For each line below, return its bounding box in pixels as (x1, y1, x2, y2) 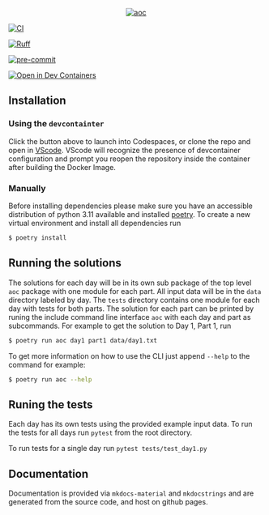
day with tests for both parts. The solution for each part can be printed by (8, 304, 254, 313)
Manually (8, 182, 46, 194)
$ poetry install (8, 233, 67, 242)
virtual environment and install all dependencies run (8, 218, 181, 228)
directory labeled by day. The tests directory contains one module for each (8, 295, 261, 304)
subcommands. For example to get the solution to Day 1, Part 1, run (8, 321, 232, 330)
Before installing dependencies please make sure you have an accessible (8, 201, 254, 211)
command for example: (8, 360, 86, 369)
